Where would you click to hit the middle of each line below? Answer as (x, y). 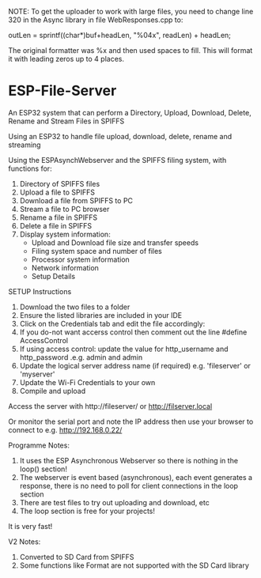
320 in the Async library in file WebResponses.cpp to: (96, 20)
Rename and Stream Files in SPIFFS (66, 121)
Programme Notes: (39, 445)
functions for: (30, 168)
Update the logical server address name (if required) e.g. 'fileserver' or (135, 365)
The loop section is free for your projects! (87, 511)
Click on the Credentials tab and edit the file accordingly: (112, 323)
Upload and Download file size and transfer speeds (115, 242)
